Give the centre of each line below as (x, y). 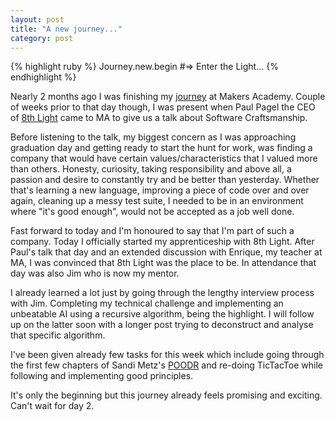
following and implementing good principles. (102, 376)
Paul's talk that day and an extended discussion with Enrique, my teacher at (166, 252)
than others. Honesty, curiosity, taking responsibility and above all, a (151, 169)
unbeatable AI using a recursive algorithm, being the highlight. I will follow (162, 314)
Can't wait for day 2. (52, 406)
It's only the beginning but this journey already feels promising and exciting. (166, 395)
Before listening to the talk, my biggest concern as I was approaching (153, 137)
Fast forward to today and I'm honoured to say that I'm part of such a (152, 231)
